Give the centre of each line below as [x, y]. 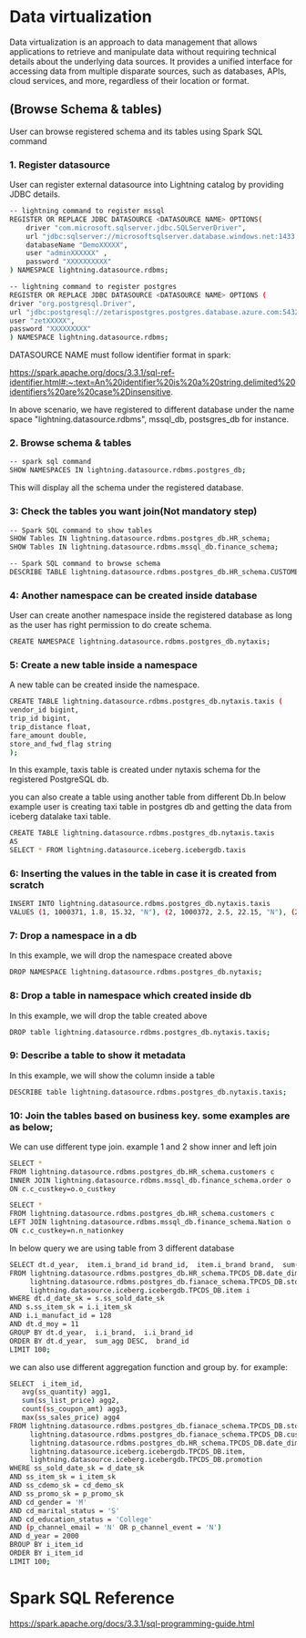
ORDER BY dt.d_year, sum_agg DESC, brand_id [99, 1341]
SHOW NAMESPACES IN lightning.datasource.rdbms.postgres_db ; [128, 470]
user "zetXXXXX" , [42, 321]
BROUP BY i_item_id [46, 1545]
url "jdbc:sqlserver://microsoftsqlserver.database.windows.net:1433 [161, 236]
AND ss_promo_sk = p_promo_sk [67, 1494]
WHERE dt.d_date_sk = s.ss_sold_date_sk [87, 1299]
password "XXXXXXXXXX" [69, 262]
